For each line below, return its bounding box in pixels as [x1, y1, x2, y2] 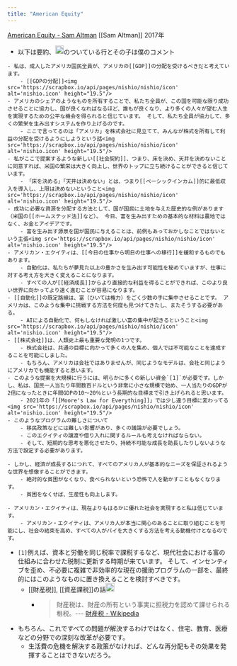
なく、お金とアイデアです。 [7, 220, 76, 227]
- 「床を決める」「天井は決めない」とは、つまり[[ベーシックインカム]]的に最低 [20, 178, 221, 185]
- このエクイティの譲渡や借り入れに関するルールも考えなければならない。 [20, 432, 205, 439]
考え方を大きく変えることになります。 [23, 272, 118, 279]
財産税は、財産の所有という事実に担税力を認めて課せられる [56, 600, 231, 609]
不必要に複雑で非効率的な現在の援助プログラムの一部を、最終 [48, 566, 229, 575]
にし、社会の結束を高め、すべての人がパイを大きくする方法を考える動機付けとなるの [12, 527, 223, 535]
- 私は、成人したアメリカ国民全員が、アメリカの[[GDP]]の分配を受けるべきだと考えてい [7, 63, 230, 70]
